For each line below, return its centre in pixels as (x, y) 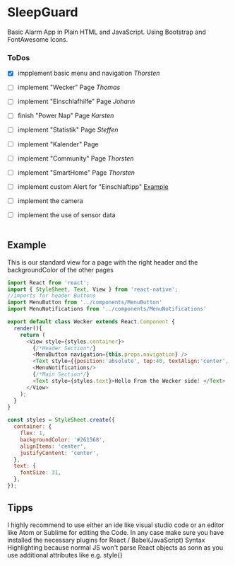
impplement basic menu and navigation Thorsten (89, 73)
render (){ (28, 328)
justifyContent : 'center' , (60, 453)
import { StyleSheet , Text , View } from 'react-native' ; (93, 289)
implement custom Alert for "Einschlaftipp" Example (93, 186)
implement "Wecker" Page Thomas (69, 87)
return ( (33, 335)
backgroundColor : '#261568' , (63, 439)
